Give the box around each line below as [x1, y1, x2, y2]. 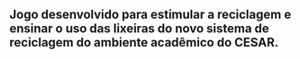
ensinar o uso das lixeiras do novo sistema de [9, 21, 270, 37]
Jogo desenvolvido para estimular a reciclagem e [9, 7, 292, 22]
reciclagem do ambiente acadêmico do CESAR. [9, 35, 279, 50]
